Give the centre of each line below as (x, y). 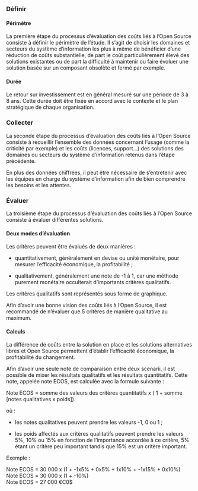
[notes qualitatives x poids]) (40, 399)
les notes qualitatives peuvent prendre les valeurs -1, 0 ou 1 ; (89, 422)
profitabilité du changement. (41, 357)
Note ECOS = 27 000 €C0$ (39, 482)
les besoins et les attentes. (39, 185)
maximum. (19, 318)
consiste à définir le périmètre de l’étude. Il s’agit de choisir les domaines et (98, 43)
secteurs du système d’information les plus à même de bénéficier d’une (94, 49)
